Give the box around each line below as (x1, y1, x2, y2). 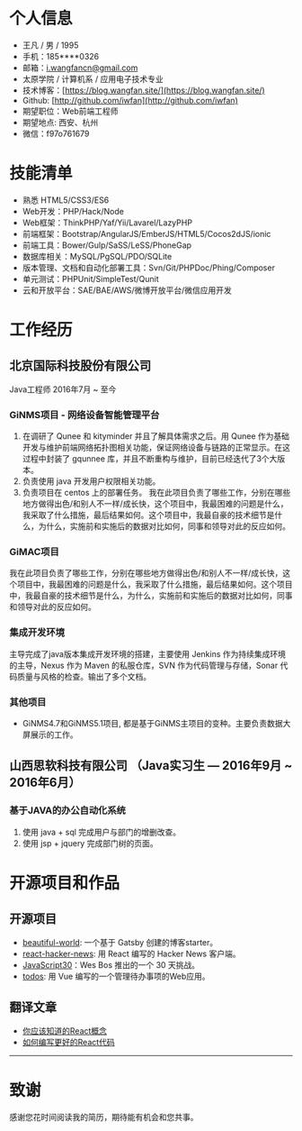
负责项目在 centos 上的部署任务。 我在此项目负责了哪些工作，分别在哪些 (22, 488, 291, 498)
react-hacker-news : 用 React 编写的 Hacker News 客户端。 (22, 948, 241, 959)
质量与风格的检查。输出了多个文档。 (16, 670, 151, 681)
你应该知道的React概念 (22, 1025, 108, 1036)
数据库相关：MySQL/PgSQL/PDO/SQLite (22, 251, 173, 261)
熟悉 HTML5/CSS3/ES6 (22, 195, 110, 205)
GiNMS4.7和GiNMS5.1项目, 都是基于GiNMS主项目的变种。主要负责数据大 (22, 718, 291, 729)
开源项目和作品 (9, 872, 120, 893)
